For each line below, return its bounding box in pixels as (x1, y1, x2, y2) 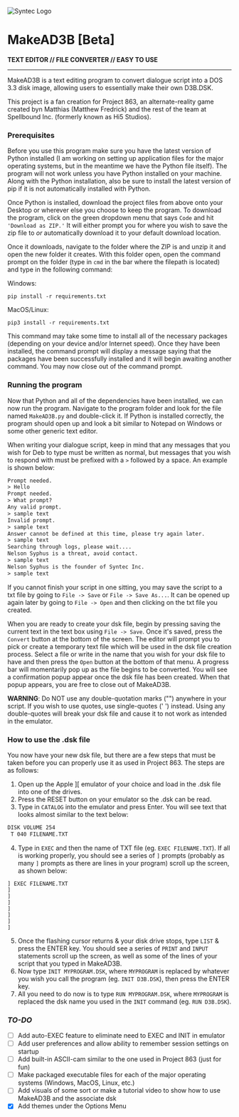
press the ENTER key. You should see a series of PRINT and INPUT (17, 943, 208, 953)
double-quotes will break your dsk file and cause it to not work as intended (7, 709, 228, 718)
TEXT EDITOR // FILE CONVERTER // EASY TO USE (7, 55, 158, 64)
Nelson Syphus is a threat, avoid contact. (7, 550, 139, 557)
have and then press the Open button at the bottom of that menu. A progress (7, 657, 229, 666)
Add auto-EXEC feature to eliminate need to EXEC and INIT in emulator (17, 1031, 225, 1039)
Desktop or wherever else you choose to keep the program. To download (7, 206, 222, 214)
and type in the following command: (7, 265, 112, 274)
